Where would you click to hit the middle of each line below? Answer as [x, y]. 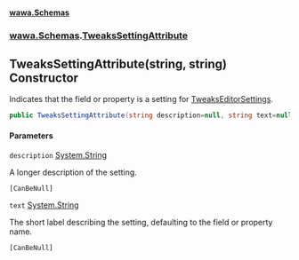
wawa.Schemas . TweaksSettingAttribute [99, 35]
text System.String [44, 205]
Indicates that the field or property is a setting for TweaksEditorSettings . [141, 99]
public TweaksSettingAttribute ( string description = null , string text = [143, 115]
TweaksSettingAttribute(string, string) [118, 63]
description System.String [58, 155]
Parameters [31, 135]
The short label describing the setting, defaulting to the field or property [141, 223]
